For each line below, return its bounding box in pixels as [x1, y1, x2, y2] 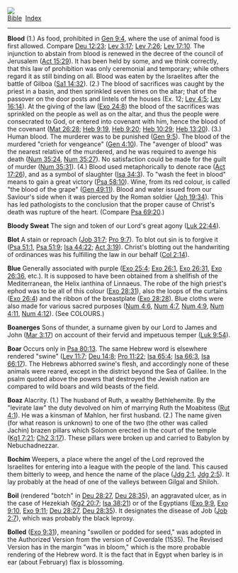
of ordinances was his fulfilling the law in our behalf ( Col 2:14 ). [7, 251, 190, 258]
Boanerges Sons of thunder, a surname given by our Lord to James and [7, 323, 217, 332]
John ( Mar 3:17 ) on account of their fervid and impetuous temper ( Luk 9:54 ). [7, 331, 231, 339]
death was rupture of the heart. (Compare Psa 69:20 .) [7, 208, 165, 216]
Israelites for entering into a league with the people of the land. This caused [7, 462, 228, 471]
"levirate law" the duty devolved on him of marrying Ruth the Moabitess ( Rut [7, 403, 230, 412]
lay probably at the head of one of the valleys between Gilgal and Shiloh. [7, 478, 220, 486]
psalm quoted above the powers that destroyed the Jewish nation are [7, 375, 210, 383]
